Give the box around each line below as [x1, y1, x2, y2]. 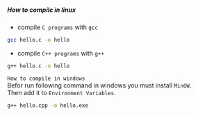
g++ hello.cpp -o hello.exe [7, 101, 89, 109]
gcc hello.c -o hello [7, 36, 70, 43]
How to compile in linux [7, 6, 76, 14]
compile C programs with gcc [17, 23, 99, 31]
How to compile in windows [7, 75, 85, 82]
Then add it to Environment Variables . [7, 88, 116, 97]
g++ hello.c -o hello [7, 63, 70, 69]
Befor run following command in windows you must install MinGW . [7, 81, 192, 90]
